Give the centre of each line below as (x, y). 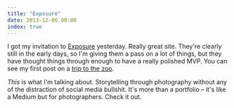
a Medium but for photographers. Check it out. (74, 97)
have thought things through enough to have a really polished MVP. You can (117, 61)
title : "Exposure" (34, 14)
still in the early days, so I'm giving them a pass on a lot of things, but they (115, 54)
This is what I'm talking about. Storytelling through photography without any (117, 82)
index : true (25, 26)
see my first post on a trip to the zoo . (61, 69)
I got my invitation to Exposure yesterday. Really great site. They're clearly (115, 47)
